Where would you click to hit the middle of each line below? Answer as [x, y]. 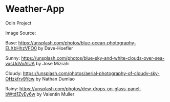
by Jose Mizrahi [53, 63]
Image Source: [21, 33]
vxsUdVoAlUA [20, 63]
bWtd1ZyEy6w [20, 94]
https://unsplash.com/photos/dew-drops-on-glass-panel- [81, 88]
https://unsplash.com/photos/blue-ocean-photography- [77, 43]
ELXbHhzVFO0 [21, 48]
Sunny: [13, 58]
